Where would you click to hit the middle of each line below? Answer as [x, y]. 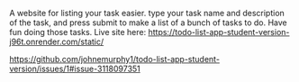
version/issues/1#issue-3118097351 [75, 68]
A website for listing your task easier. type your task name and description [147, 13]
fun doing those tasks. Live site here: [78, 32]
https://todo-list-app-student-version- [219, 32]
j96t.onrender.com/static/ [57, 41]
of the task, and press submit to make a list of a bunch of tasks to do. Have [149, 23]
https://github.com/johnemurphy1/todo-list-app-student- [115, 59]
